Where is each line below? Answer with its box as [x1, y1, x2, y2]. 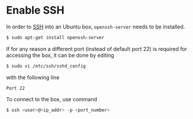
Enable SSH [6, 4, 65, 17]
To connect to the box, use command [6, 95, 98, 102]
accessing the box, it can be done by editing [6, 52, 114, 59]
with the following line [6, 73, 60, 81]
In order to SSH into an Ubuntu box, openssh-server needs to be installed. [6, 23, 185, 30]
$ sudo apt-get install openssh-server [6, 34, 105, 40]
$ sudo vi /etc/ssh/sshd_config [6, 63, 86, 69]
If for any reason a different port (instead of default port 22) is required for [6, 45, 188, 52]
